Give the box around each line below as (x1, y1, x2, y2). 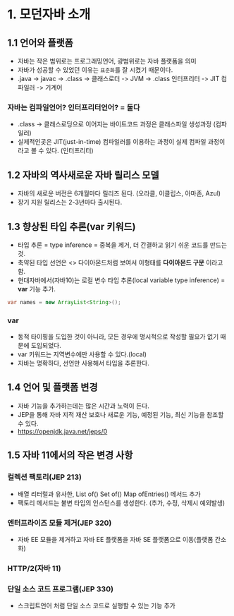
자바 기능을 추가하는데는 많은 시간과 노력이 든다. (17, 401, 149, 410)
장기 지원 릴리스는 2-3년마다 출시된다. (17, 198, 123, 207)
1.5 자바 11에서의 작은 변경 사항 (7, 449, 133, 461)
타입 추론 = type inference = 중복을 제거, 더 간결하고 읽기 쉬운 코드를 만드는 (17, 241, 228, 249)
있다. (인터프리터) (45, 146, 94, 155)
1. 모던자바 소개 (7, 6, 91, 23)
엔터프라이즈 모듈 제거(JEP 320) (7, 518, 112, 528)
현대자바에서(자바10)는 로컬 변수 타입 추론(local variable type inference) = (17, 276, 226, 284)
